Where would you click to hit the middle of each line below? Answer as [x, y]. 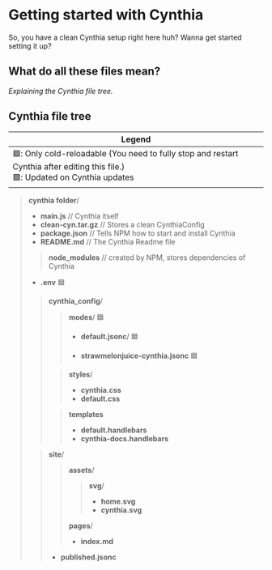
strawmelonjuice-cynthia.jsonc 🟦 [139, 355]
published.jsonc [88, 557]
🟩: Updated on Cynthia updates [73, 177]
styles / [81, 374]
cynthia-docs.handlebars [124, 438]
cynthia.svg [121, 510]
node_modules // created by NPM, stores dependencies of [147, 257]
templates [86, 414]
